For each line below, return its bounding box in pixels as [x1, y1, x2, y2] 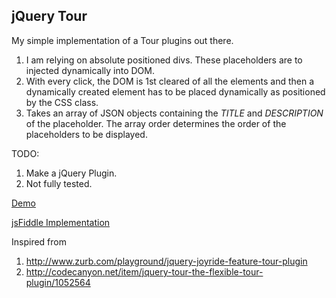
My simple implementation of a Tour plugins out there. [11, 34, 234, 46]
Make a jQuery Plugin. [25, 167, 118, 179]
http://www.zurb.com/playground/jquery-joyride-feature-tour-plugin [25, 255, 308, 267]
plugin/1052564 [25, 276, 91, 288]
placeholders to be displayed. [25, 128, 148, 140]
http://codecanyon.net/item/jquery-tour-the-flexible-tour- [25, 265, 264, 278]
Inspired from [11, 235, 67, 248]
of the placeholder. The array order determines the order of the [25, 117, 287, 129]
